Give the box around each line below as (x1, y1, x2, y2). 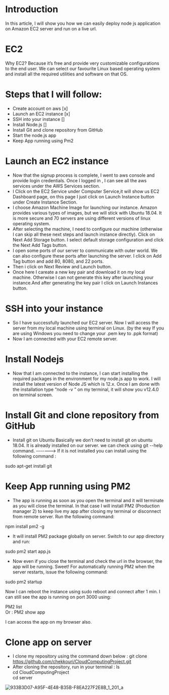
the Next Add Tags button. (12, 242, 68, 248)
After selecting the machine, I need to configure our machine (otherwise (12, 226, 163, 232)
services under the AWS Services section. (12, 183, 100, 189)
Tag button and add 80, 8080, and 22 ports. (12, 258, 104, 264)
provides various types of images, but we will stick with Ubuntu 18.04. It (12, 210, 162, 216)
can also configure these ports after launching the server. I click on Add (12, 253, 162, 259)
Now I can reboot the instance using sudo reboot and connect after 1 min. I (5, 588, 160, 594)
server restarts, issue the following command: (12, 568, 108, 575)
